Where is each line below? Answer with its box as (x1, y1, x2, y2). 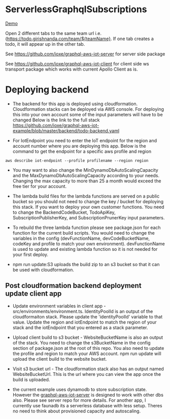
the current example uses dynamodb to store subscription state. (12, 386, 147, 392)
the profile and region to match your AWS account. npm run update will (12, 350, 161, 357)
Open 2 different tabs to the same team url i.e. (5, 30, 101, 36)
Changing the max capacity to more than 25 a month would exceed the (12, 178, 161, 184)
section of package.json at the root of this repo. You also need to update (12, 345, 164, 351)
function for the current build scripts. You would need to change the (12, 230, 155, 236)
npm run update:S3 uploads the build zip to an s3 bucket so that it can (12, 261, 160, 267)
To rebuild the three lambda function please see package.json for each (12, 224, 161, 231)
